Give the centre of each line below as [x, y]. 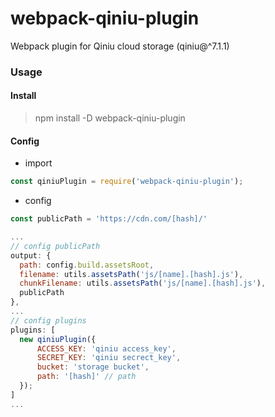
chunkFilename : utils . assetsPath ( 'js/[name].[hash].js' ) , [143, 283]
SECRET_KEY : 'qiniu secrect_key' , [109, 358]
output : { [31, 255]
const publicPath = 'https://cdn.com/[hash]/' [109, 219]
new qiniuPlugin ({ [58, 339]
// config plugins [48, 320]
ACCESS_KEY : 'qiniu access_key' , [106, 348]
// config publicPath [55, 246]
